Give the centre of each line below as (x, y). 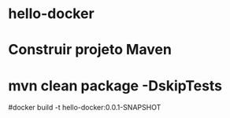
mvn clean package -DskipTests (115, 85)
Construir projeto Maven (90, 50)
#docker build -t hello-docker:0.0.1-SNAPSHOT (85, 108)
